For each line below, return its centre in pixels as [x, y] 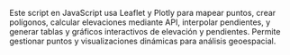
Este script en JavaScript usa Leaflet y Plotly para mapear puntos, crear [143, 13]
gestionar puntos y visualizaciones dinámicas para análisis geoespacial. [143, 41]
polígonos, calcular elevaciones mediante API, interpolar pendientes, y [140, 22]
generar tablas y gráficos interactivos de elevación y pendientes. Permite [145, 31]
